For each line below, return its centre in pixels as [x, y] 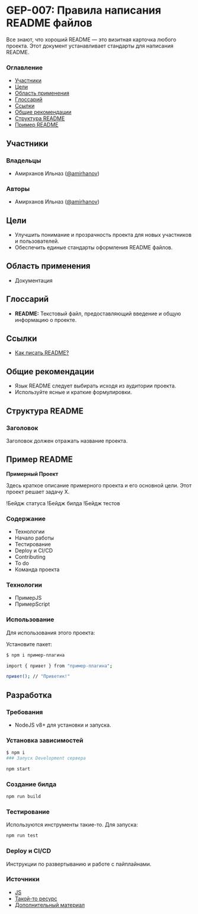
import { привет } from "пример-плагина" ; [59, 666]
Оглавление [25, 67]
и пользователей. [37, 241]
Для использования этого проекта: [51, 633]
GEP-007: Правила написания [84, 10]
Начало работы [34, 538]
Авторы [18, 189]
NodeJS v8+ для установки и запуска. [63, 725]
